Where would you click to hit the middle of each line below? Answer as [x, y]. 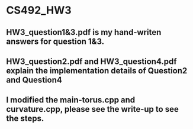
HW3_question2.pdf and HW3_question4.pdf [91, 61]
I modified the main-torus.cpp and [71, 100]
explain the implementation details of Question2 [97, 71]
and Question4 [34, 80]
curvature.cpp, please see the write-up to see [92, 109]
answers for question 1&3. [55, 41]
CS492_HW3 [39, 10]
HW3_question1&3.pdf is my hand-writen [84, 32]
